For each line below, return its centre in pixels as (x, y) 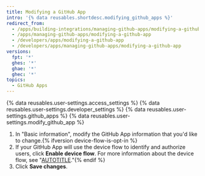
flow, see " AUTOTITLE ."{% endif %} (60, 160)
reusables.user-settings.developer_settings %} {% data (76, 109)
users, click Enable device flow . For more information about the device (104, 153)
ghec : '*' (24, 74)
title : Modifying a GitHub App (46, 12)
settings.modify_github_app (41, 122)
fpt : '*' (23, 57)
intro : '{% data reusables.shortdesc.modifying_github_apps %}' (90, 18)
